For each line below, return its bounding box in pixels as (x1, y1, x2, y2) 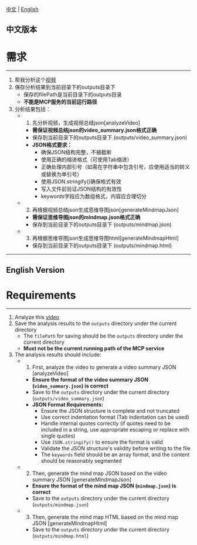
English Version (6, 265, 65, 275)
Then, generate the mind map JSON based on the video (32, 470, 167, 477)
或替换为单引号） (40, 170, 83, 178)
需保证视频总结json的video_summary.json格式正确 (32, 126, 157, 134)
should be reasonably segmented (40, 457, 122, 464)
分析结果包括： (14, 106, 51, 113)
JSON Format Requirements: (32, 401, 104, 408)
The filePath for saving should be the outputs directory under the (23, 332, 184, 339)
